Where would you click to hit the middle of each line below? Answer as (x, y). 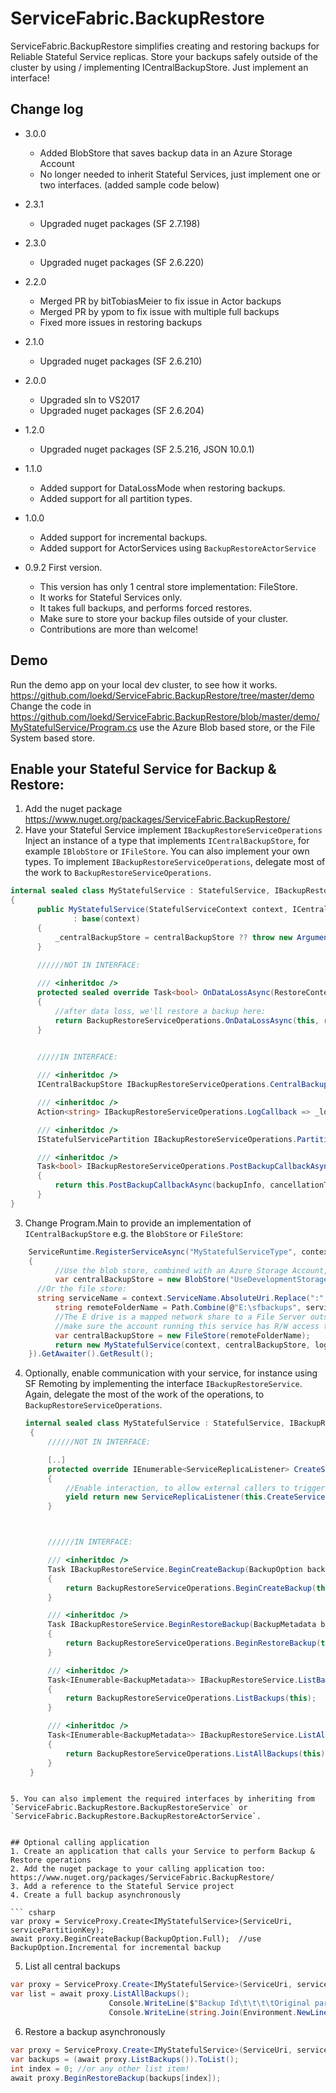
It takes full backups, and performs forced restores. (146, 608)
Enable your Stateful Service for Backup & (143, 768)
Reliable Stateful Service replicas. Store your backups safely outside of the (164, 56)
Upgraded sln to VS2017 (89, 399)
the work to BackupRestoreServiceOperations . (118, 873)
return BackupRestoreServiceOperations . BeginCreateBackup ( (191, 1588)
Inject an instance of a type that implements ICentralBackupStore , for (167, 841)
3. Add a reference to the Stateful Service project (122, 1887)
